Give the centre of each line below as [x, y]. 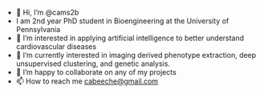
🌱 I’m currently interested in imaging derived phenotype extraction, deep [136, 55]
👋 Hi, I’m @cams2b [47, 12]
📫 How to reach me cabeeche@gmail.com [87, 81]
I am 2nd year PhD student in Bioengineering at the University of [122, 21]
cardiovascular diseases [56, 47]
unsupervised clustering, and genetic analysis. [93, 63]
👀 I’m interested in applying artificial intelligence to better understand [130, 38]
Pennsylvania [38, 29]
